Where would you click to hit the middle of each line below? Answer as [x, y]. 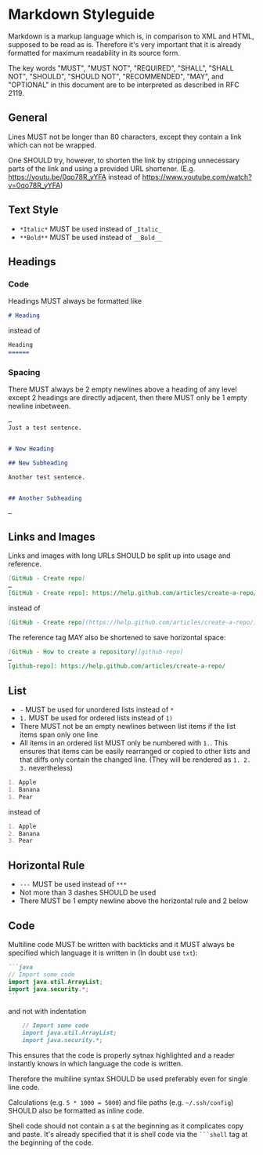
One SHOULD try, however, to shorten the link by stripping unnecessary [124, 160]
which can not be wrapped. [52, 145]
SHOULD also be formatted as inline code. [76, 1110]
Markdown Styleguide [81, 15]
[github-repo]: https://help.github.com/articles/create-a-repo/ [117, 666]
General [28, 118]
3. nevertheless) [46, 768]
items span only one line [59, 734]
